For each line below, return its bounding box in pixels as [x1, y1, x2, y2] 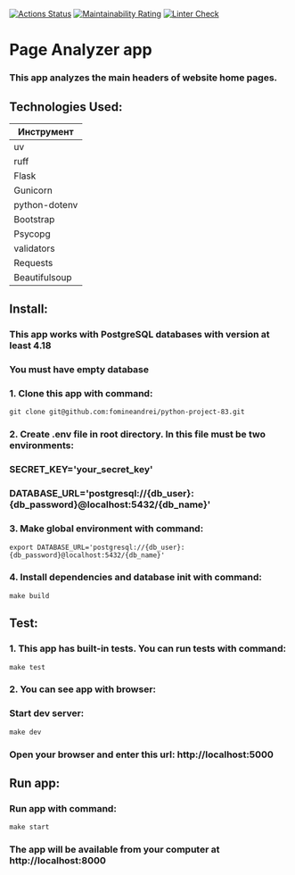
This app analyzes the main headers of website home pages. [9, 71, 278, 84]
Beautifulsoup [13, 271, 73, 283]
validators [13, 242, 55, 254]
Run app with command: [9, 802, 118, 814]
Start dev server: [9, 707, 85, 720]
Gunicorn [13, 184, 53, 196]
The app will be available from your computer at [9, 844, 220, 856]
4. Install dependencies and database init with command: [9, 571, 263, 584]
